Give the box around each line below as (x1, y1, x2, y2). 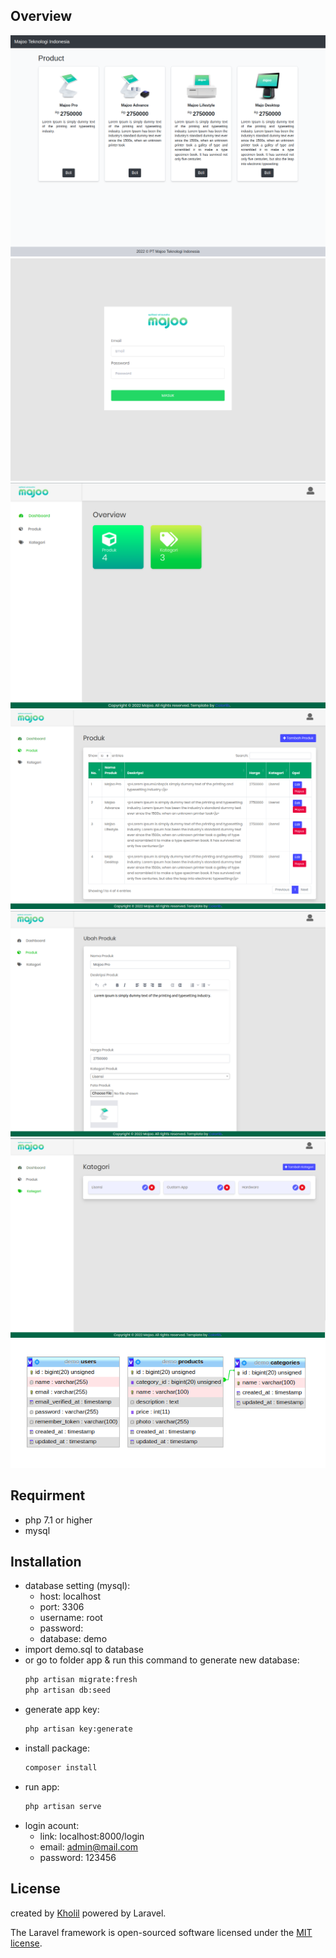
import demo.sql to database (24, 1644, 144, 1656)
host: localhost (39, 1590, 102, 1603)
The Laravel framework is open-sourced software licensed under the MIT (10, 1926, 313, 1938)
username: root (39, 1612, 103, 1624)
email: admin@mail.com (39, 1840, 139, 1853)
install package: (24, 1742, 90, 1754)
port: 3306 (39, 1601, 85, 1613)
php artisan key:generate (24, 1724, 133, 1734)
